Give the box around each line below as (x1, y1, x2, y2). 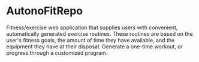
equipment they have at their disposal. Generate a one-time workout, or (6, 43, 183, 50)
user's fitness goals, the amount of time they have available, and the (6, 36, 175, 44)
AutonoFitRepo (6, 4, 83, 18)
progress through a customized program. (6, 49, 108, 56)
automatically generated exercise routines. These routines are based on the (6, 30, 193, 37)
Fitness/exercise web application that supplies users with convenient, (6, 24, 178, 31)
